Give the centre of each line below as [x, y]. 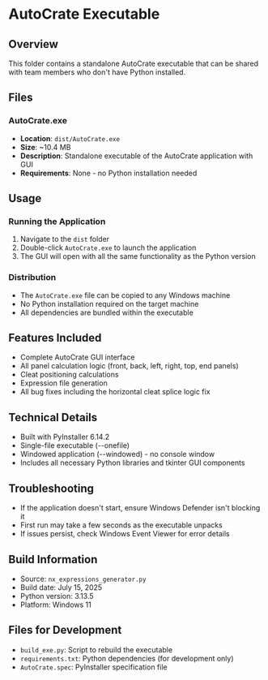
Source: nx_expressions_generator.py [83, 579]
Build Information [53, 559]
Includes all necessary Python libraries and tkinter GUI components [132, 463]
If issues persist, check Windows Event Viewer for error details [125, 534]
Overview [34, 44]
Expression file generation [64, 383]
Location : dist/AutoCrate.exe [70, 138]
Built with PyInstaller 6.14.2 [65, 437]
